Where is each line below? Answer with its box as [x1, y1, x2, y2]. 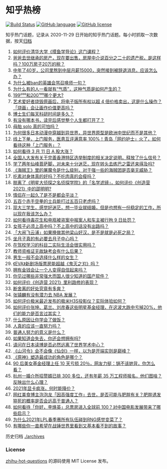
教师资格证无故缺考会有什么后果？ [12, 248, 83, 254]
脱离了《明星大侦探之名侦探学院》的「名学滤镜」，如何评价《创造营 [12, 179, 151, 185]
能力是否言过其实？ [21, 310, 61, 316]
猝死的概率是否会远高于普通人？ [12, 398, 79, 404]
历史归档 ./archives [5, 433, 45, 439]
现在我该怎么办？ [17, 211, 53, 217]
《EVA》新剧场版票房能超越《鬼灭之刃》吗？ [12, 260, 100, 266]
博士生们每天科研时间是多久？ [12, 111, 74, 117]
